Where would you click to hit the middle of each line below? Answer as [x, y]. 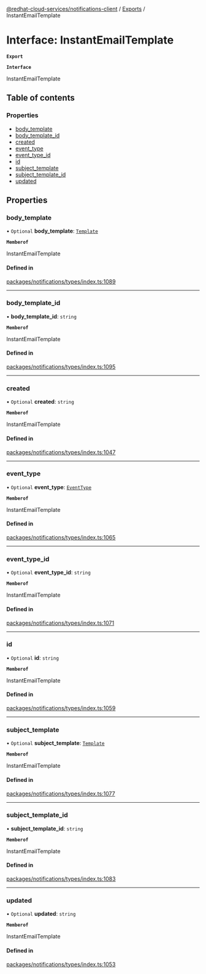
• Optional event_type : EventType [49, 487]
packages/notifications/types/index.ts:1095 [61, 367]
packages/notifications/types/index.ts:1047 [61, 452]
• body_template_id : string [41, 316]
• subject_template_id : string [45, 829]
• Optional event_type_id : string [48, 573]
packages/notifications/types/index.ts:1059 [61, 708]
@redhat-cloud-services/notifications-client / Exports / [76, 9]
